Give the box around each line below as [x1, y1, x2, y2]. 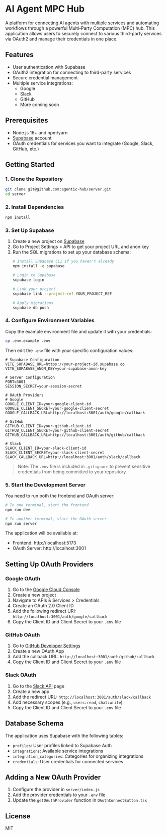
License [5, 812, 31, 820]
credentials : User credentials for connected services [12, 758, 123, 764]
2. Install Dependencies [5, 203, 64, 210]
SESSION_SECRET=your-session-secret [5, 383, 82, 389]
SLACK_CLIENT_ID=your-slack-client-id [5, 446, 87, 451]
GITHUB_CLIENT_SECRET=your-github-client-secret [5, 428, 109, 433]
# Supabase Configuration [5, 357, 59, 362]
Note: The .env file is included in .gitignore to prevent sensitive [17, 463, 150, 469]
